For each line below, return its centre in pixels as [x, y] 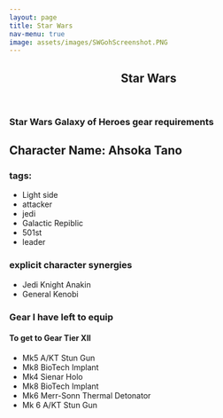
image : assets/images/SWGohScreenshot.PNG [88, 42]
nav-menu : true [37, 34]
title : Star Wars [41, 26]
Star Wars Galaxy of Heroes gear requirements [111, 122]
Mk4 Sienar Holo [52, 376]
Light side [40, 195]
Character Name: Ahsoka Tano [96, 150]
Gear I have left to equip [61, 317]
